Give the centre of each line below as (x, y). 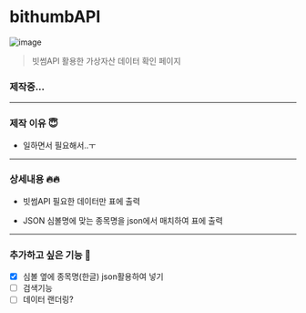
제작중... (27, 87)
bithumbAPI (55, 17)
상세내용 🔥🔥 (35, 180)
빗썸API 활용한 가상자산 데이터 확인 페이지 (106, 60)
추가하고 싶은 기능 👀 (50, 255)
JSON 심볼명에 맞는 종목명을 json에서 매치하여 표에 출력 (122, 220)
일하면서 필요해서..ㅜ (59, 145)
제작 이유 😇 (34, 123)
